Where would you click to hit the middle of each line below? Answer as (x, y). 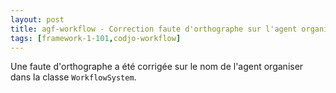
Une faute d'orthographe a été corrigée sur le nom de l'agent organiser (157, 67)
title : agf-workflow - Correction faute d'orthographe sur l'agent (154, 29)
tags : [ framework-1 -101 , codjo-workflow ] (96, 38)
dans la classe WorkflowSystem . (73, 77)
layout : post (37, 19)
